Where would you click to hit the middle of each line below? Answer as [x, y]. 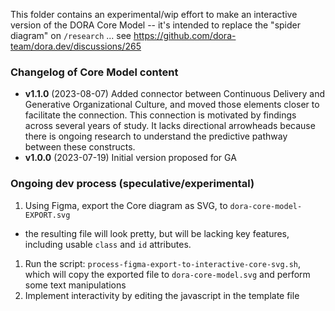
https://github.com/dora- [185, 35]
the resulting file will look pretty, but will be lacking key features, [157, 233]
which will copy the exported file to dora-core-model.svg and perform [167, 274]
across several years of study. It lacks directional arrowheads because [170, 126]
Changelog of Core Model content [94, 72]
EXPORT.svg [47, 215]
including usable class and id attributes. [108, 244]
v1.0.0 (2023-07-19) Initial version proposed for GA [130, 158]
